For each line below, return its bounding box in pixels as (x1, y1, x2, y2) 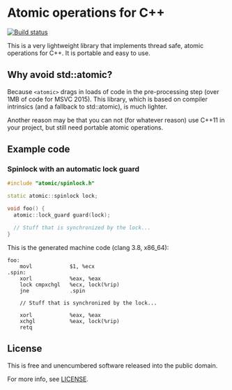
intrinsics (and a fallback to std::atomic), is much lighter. (7, 102, 168, 111)
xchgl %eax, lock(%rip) (20, 318, 120, 325)
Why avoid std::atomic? (7, 69, 113, 81)
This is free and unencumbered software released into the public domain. (7, 361, 218, 370)
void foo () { (7, 205, 45, 212)
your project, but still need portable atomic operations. (7, 123, 164, 132)
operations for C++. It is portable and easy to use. (7, 49, 151, 57)
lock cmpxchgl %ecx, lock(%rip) (20, 281, 120, 288)
